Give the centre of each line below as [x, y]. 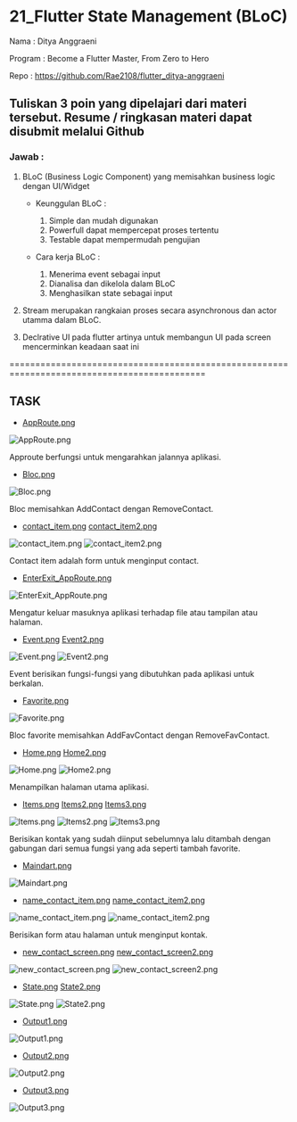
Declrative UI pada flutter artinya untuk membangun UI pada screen [147, 337]
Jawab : [27, 157]
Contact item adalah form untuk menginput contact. [104, 561]
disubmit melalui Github [77, 132]
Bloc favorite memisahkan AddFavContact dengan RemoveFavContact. [140, 735]
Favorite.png [45, 701]
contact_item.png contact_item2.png [90, 526]
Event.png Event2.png [63, 639]
